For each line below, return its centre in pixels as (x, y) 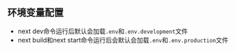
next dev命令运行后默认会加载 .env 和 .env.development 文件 (103, 31)
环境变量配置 (36, 13)
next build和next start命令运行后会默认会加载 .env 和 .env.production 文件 (123, 40)
